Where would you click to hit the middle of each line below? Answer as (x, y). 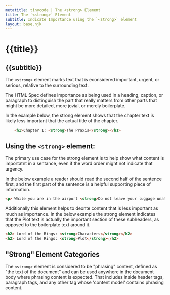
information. (18, 189)
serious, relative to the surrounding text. (47, 85)
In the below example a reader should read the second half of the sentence (83, 179)
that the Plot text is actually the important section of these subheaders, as (82, 219)
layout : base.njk (24, 24)
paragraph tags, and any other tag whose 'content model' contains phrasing (85, 283)
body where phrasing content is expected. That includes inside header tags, (85, 277)
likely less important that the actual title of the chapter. (62, 121)
